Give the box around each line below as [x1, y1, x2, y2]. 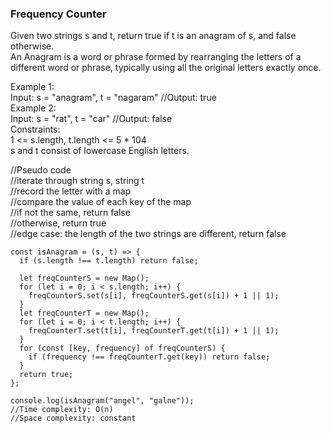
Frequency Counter [10, 7, 107, 21]
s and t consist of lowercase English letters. [10, 145, 190, 157]
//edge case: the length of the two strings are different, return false [10, 228, 287, 240]
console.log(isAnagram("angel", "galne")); [10, 396, 195, 406]
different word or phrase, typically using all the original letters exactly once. [10, 62, 322, 74]
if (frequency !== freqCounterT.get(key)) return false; [28, 352, 271, 362]
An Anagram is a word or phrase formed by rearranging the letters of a [10, 51, 302, 63]
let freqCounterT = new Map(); [19, 308, 150, 319]
